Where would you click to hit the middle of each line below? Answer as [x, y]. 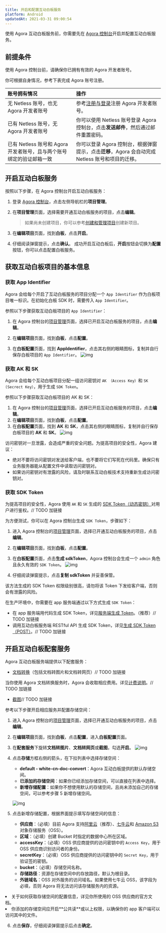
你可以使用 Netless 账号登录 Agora [116, 120]
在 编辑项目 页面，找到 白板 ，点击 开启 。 [51, 233]
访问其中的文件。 [22, 915]
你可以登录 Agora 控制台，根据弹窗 [116, 144]
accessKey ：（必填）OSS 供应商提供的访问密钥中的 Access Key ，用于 [90, 843]
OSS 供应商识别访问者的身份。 [51, 849]
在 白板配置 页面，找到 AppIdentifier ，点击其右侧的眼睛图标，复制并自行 [85, 348]
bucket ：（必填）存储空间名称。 [52, 868]
